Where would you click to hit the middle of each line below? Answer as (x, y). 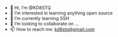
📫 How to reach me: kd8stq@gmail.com (52, 29)
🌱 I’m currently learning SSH (40, 18)
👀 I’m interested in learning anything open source (61, 13)
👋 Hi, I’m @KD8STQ (30, 8)
